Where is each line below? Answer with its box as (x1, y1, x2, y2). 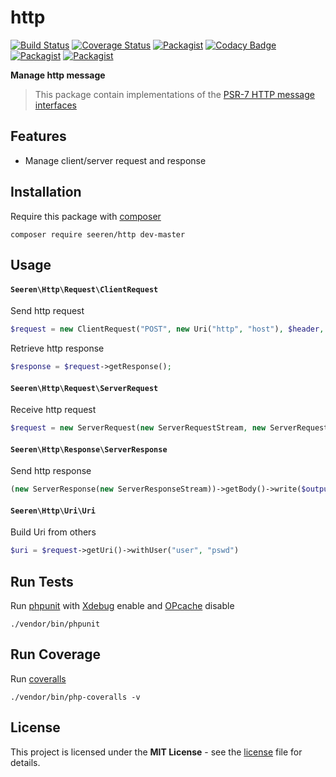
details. (10, 756, 41, 768)
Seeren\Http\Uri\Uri (10, 506, 97, 516)
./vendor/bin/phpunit (10, 619, 101, 629)
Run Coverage (10, 646, 101, 663)
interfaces (34, 99, 77, 111)
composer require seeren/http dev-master (10, 229, 186, 240)
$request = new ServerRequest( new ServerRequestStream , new (10, 423, 267, 433)
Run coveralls (10, 672, 67, 685)
